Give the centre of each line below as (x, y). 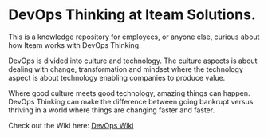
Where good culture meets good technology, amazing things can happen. (129, 93)
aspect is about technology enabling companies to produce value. (117, 77)
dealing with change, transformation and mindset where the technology (126, 69)
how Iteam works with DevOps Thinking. (75, 45)
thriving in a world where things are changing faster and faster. (112, 110)
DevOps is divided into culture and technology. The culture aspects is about (133, 61)
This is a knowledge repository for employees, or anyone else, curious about (134, 37)
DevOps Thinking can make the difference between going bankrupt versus (131, 101)
